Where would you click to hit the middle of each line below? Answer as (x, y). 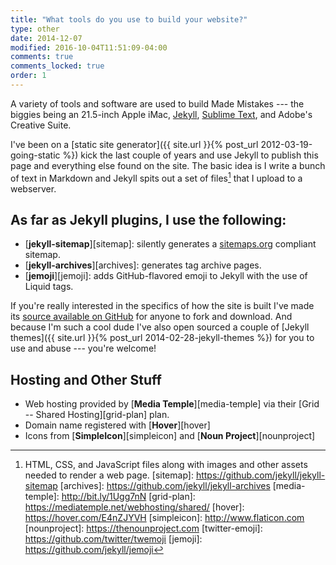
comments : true (42, 57)
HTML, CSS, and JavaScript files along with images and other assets (166, 465)
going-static (35, 155)
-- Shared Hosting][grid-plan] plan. (97, 415)
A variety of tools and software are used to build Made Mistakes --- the (157, 103)
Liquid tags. (49, 287)
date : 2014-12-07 (46, 38)
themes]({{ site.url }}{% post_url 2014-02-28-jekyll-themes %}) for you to (162, 338)
